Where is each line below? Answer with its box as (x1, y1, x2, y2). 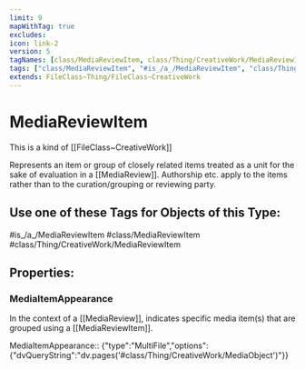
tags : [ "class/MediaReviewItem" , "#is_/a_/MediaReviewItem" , (9, 65, 246, 74)
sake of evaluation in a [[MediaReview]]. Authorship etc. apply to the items (9, 169, 288, 180)
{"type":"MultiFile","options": (101, 340, 209, 351)
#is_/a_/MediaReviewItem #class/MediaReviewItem (9, 229, 201, 240)
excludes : (9, 30, 47, 39)
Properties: (9, 265, 74, 280)
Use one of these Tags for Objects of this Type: (9, 205, 281, 221)
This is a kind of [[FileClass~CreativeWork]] (9, 142, 172, 153)
